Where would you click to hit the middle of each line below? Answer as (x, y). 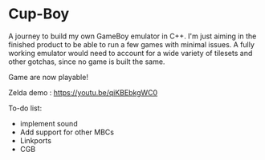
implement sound (49, 123)
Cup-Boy (39, 14)
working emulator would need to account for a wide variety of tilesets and (130, 53)
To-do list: (25, 108)
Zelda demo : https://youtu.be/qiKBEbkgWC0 (83, 92)
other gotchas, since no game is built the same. (87, 62)
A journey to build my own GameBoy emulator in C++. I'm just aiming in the (132, 36)
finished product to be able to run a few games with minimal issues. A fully (132, 44)
